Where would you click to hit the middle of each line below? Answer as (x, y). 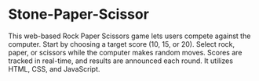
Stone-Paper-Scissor (78, 14)
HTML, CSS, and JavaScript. (54, 69)
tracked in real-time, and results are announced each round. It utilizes (121, 61)
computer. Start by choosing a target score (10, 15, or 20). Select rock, (122, 44)
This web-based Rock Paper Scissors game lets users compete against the (129, 36)
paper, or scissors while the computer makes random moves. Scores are (125, 52)
